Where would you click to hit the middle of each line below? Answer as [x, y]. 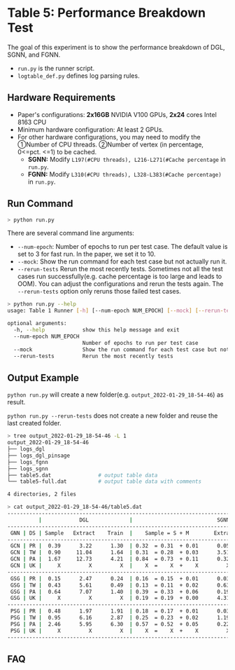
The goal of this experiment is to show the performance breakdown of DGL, [116, 47]
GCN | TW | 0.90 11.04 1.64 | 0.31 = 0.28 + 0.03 [104, 553]
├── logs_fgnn [28, 462]
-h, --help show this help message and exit [97, 330]
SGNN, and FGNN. [34, 55]
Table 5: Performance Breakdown [107, 13]
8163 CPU [32, 122]
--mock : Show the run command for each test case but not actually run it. [122, 261]
